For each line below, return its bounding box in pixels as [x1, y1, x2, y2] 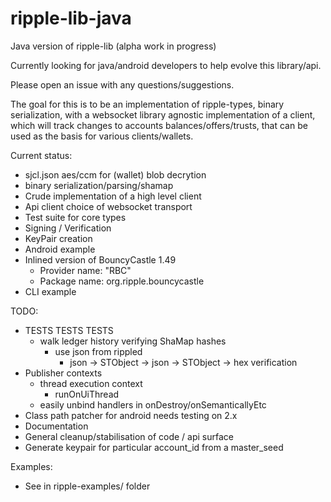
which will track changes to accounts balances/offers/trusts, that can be [10, 119, 308, 131]
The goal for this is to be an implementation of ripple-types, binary [10, 98, 285, 110]
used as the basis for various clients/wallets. [10, 130, 194, 142]
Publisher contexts [24, 367, 103, 379]
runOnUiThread [54, 388, 120, 400]
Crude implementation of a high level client [24, 190, 202, 202]
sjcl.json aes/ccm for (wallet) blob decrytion [24, 168, 207, 181]
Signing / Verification [24, 222, 112, 234]
